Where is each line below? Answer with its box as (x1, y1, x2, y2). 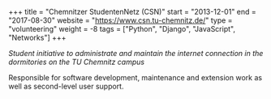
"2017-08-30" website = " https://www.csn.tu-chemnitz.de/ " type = (8, 15, 233, 25)
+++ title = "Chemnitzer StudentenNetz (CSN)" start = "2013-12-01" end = (8, 7, 257, 16)
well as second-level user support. (8, 81, 124, 91)
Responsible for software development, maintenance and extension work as (8, 73, 262, 82)
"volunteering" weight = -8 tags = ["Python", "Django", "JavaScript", (8, 24, 235, 33)
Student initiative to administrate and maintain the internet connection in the (8, 49, 264, 58)
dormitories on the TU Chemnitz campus (8, 57, 144, 67)
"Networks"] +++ (8, 32, 67, 42)
